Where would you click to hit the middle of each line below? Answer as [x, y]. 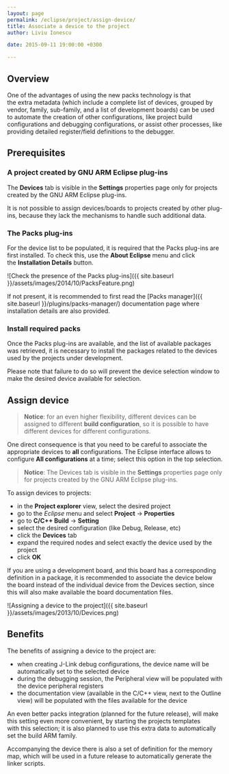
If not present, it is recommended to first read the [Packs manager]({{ [105, 296]
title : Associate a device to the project [68, 26]
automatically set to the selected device [73, 671]
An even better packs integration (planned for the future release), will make [113, 714]
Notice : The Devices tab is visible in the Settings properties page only [123, 473]
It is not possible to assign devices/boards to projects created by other [107, 208]
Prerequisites [36, 153]
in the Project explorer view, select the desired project [94, 506]
